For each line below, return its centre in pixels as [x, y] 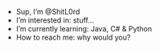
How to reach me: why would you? [73, 37]
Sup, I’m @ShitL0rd [48, 12]
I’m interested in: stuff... [55, 20]
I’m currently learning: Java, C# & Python [84, 29]
